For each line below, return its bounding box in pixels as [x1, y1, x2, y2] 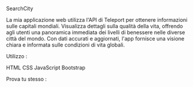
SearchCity [6, 5, 34, 12]
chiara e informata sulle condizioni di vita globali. [6, 41, 125, 48]
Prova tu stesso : [6, 76, 47, 82]
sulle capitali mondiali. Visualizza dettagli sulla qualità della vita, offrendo [6, 23, 183, 29]
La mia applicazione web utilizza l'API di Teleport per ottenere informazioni [6, 16, 188, 23]
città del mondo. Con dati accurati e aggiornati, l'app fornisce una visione [6, 35, 185, 42]
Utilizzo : [6, 53, 28, 59]
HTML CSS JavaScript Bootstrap [6, 64, 86, 71]
